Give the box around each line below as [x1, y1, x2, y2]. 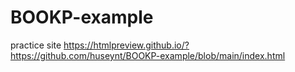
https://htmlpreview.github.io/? [63, 39, 190, 51]
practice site [10, 39, 62, 51]
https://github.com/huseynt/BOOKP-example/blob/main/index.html [10, 49, 286, 61]
